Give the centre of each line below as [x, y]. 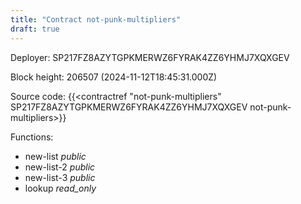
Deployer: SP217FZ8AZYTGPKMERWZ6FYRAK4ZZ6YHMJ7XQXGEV [150, 57]
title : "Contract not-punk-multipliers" [96, 19]
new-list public [55, 156]
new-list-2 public [60, 167]
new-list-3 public [60, 177]
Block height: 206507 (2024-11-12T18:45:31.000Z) [114, 77]
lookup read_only [60, 188]
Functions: [32, 137]
